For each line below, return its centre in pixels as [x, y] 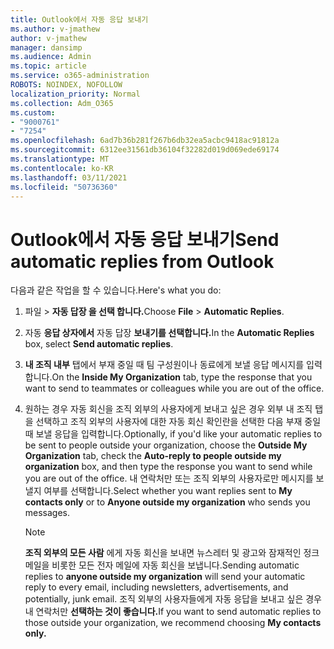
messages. [47, 513]
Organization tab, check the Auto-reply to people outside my [153, 456]
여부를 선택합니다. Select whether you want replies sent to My [168, 491]
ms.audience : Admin [51, 57]
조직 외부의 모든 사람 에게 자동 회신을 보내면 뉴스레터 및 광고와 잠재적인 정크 [172, 553]
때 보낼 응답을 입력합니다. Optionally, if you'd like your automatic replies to [173, 434]
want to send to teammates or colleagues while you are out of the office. [174, 388]
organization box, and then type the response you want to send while [168, 467]
